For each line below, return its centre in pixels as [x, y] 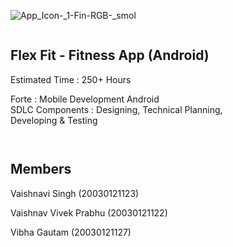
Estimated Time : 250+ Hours [71, 79]
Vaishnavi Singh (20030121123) [75, 193]
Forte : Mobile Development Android [85, 99]
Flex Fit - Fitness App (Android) [110, 55]
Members [41, 169]
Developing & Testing [54, 120]
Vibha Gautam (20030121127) [71, 232]
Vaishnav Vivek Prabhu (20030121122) [89, 212]
